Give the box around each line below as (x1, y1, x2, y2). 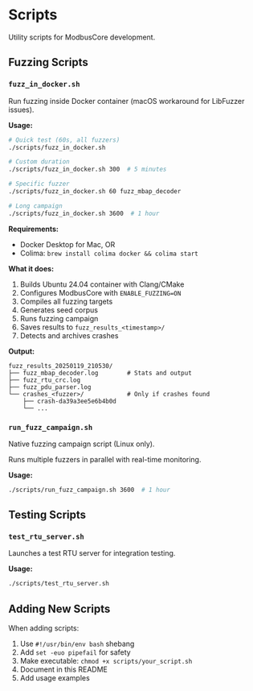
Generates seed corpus (19, 304, 99, 315)
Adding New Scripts (8, 602, 111, 615)
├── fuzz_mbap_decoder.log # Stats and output (8, 369, 193, 377)
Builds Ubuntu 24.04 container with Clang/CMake (19, 279, 185, 289)
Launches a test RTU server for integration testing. (8, 548, 176, 558)
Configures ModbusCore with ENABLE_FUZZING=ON (19, 288, 182, 297)
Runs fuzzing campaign (19, 313, 99, 323)
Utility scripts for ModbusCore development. (8, 32, 156, 42)
